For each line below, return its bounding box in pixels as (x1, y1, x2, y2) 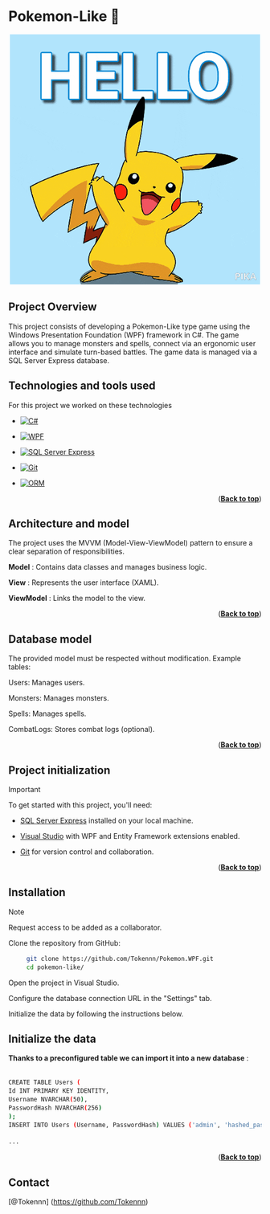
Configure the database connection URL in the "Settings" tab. (8, 993, 212, 1003)
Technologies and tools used (8, 379, 156, 393)
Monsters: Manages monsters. (8, 693, 110, 703)
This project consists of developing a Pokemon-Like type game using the (8, 321, 251, 331)
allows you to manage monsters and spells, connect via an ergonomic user (8, 338, 256, 348)
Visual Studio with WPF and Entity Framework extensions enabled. (19, 832, 240, 840)
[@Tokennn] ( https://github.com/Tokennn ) (8, 1197, 149, 1207)
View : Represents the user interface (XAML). (8, 578, 159, 587)
